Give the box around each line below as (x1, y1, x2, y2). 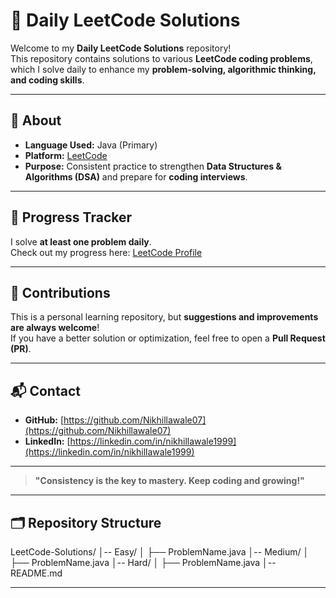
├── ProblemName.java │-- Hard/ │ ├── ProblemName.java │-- (10, 557, 277, 568)
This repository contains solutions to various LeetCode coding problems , (10, 52, 313, 64)
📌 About (10, 112, 62, 129)
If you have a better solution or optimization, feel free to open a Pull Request (10, 332, 326, 344)
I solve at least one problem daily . (10, 235, 152, 248)
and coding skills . (10, 74, 85, 86)
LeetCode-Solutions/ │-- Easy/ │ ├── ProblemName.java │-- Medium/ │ (10, 546, 310, 558)
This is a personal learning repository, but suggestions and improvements (10, 311, 319, 323)
